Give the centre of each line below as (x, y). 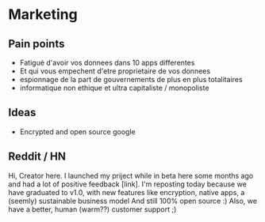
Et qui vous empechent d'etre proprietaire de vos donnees (115, 71)
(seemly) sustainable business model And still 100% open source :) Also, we (133, 201)
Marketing (43, 15)
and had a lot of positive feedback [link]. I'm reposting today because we (128, 184)
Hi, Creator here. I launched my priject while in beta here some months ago (131, 175)
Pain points (36, 44)
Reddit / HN (37, 157)
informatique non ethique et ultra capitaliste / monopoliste (114, 88)
